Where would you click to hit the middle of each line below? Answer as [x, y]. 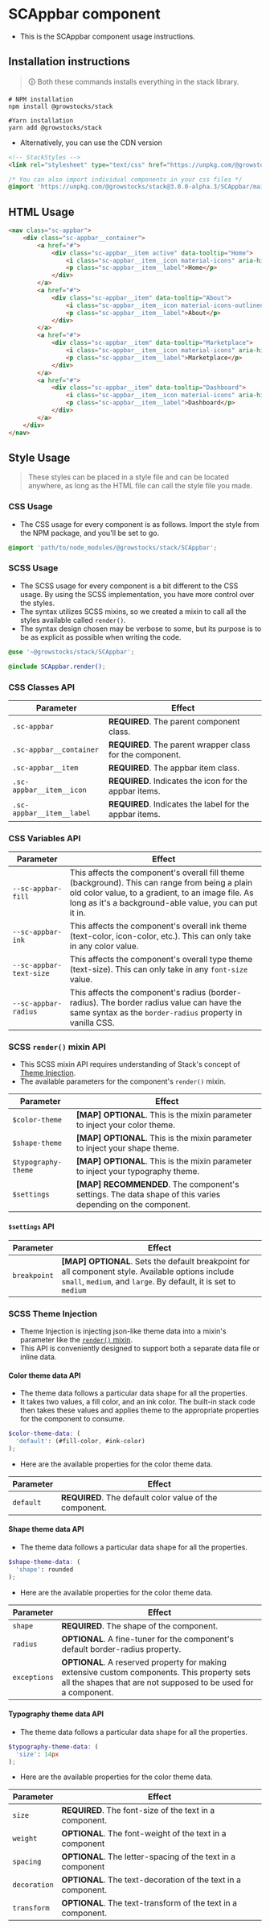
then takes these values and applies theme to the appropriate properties [139, 1410]
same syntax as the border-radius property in [156, 1013]
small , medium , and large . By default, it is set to [149, 1281]
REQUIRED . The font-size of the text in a [138, 1811]
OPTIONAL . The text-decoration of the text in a [151, 1880]
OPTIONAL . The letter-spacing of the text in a [148, 1856]
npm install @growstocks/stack [61, 106]
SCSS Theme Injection [53, 1313]
